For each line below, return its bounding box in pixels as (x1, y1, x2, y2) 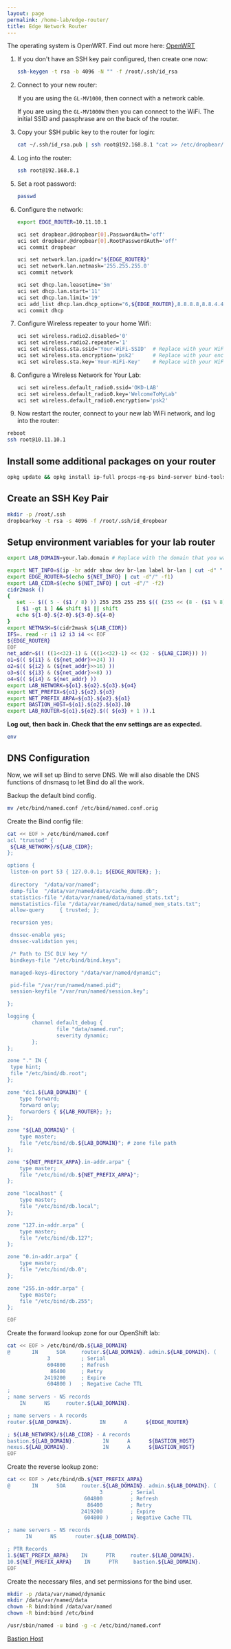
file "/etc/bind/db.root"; (10, 1070, 88, 1077)
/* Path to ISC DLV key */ (10, 950, 88, 957)
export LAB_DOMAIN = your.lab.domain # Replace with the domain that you (7, 554, 217, 561)
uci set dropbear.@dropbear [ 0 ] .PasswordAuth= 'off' (16, 231, 166, 238)
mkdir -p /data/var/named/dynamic (7, 1591, 107, 1597)
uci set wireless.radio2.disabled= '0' (16, 333, 129, 340)
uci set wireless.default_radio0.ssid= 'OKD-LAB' (16, 384, 159, 391)
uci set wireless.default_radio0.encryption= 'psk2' (16, 397, 168, 404)
